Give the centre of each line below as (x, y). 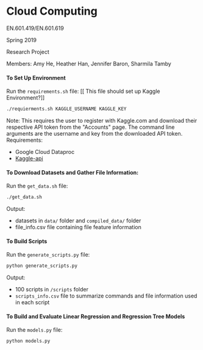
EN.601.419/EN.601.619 (35, 28)
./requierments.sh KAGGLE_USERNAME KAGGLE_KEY (66, 109)
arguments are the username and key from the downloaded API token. (94, 134)
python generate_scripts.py (42, 266)
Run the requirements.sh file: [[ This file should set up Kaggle (83, 91)
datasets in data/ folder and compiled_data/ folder (78, 221)
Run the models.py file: (34, 330)
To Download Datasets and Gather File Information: (73, 172)
